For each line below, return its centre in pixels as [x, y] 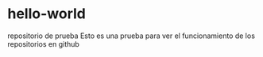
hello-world [47, 14]
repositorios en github [44, 44]
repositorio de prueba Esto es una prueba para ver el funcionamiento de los [131, 36]
